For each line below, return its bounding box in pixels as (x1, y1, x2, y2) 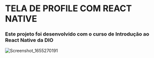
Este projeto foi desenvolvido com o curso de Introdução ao (5, 31, 150, 38)
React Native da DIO (5, 37, 54, 44)
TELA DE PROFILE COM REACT (5, 3, 132, 14)
